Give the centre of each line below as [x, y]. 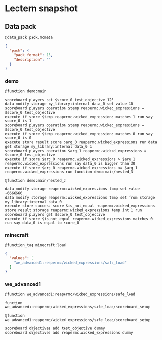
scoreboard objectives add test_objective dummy [55, 328]
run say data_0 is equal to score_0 [42, 223]
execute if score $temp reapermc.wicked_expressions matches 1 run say [79, 117]
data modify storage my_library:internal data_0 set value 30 [69, 104]
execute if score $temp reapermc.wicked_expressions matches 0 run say [79, 134]
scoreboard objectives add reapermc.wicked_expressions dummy [69, 332]
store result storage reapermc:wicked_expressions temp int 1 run [73, 210]
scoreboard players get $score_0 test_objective [55, 214]
